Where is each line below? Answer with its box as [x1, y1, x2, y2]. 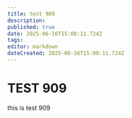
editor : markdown [7, 43, 59, 50]
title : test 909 [7, 10, 55, 18]
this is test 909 [7, 103, 51, 112]
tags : [7, 37, 23, 44]
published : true [7, 23, 55, 30]
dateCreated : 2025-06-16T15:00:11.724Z [7, 50, 125, 57]
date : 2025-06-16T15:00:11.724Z [7, 30, 102, 37]
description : [7, 17, 46, 24]
